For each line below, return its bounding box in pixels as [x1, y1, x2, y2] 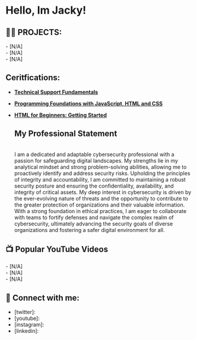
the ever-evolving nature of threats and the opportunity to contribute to [14, 195, 188, 202]
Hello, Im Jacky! [5, 4, 87, 17]
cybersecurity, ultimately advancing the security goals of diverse [14, 220, 173, 227]
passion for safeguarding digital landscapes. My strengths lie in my [14, 157, 179, 164]
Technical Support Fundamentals [14, 88, 99, 96]
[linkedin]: [14, 328, 39, 335]
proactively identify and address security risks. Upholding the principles [14, 170, 190, 177]
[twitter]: [14, 309, 36, 316]
